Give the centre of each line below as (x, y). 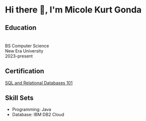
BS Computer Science (27, 46)
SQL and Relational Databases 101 (39, 83)
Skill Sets (19, 98)
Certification (25, 71)
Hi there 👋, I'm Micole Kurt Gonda (73, 10)
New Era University (24, 51)
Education (21, 28)
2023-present (19, 56)
